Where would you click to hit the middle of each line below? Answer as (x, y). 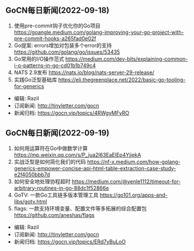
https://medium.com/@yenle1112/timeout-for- (126, 181)
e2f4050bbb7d (32, 175)
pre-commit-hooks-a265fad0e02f (55, 38)
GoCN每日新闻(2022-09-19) (57, 133)
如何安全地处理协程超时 (42, 181)
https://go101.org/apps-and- (134, 195)
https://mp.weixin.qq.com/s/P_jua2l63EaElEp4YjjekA (77, 155)
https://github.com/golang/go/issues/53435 (67, 52)
